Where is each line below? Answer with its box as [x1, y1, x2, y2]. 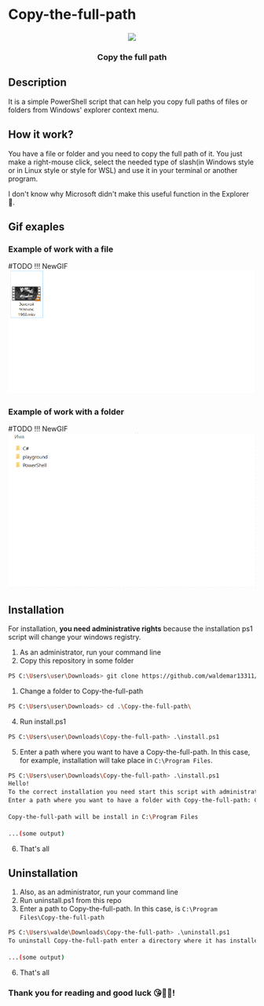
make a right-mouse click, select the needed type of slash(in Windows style [8, 157, 254, 167]
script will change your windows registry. [8, 632, 141, 641]
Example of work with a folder [8, 406, 124, 417]
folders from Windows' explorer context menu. [8, 105, 159, 115]
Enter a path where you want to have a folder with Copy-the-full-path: [8, 796, 251, 805]
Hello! [8, 780, 30, 788]
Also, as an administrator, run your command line [19, 887, 178, 897]
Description [8, 76, 67, 90]
